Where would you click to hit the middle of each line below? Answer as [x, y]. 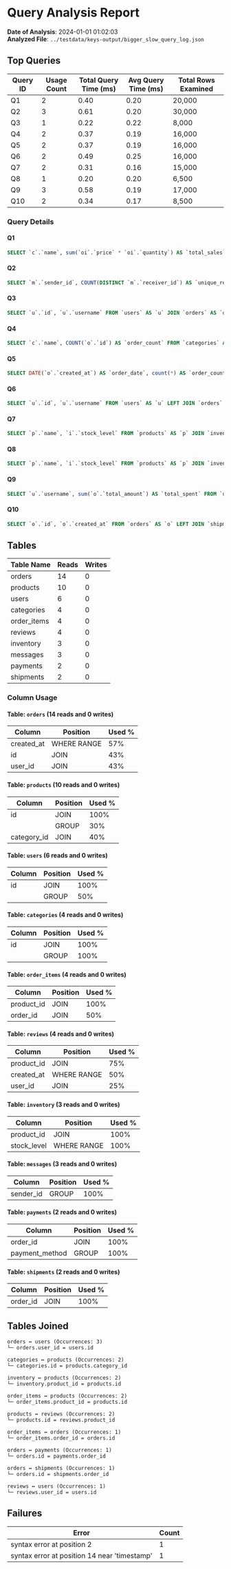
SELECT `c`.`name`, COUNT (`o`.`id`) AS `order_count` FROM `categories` [113, 343]
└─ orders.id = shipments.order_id [58, 1475]
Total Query [99, 80]
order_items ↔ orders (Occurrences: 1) [64, 1432]
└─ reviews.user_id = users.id [52, 1493]
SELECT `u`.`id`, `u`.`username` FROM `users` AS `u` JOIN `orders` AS [112, 313]
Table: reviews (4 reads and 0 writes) [61, 1033]
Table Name [31, 565]
